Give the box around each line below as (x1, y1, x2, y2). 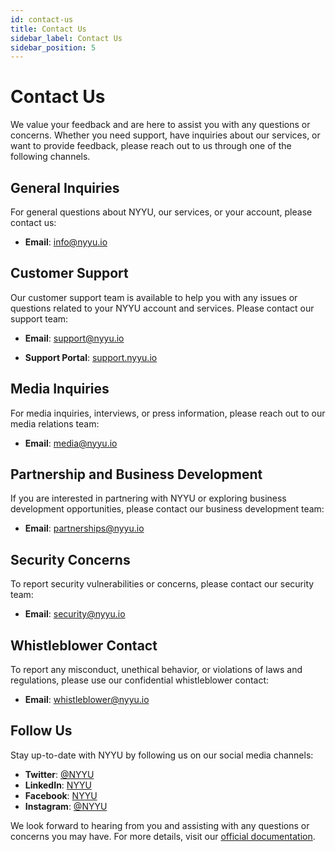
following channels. (10, 151, 91, 163)
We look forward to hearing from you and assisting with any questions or (10, 819, 310, 831)
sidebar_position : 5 (10, 42, 97, 53)
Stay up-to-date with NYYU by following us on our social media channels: (10, 749, 314, 761)
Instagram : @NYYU (24, 800, 108, 812)
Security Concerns (10, 551, 131, 568)
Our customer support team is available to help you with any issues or (10, 291, 298, 303)
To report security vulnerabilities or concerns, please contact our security (10, 578, 315, 590)
